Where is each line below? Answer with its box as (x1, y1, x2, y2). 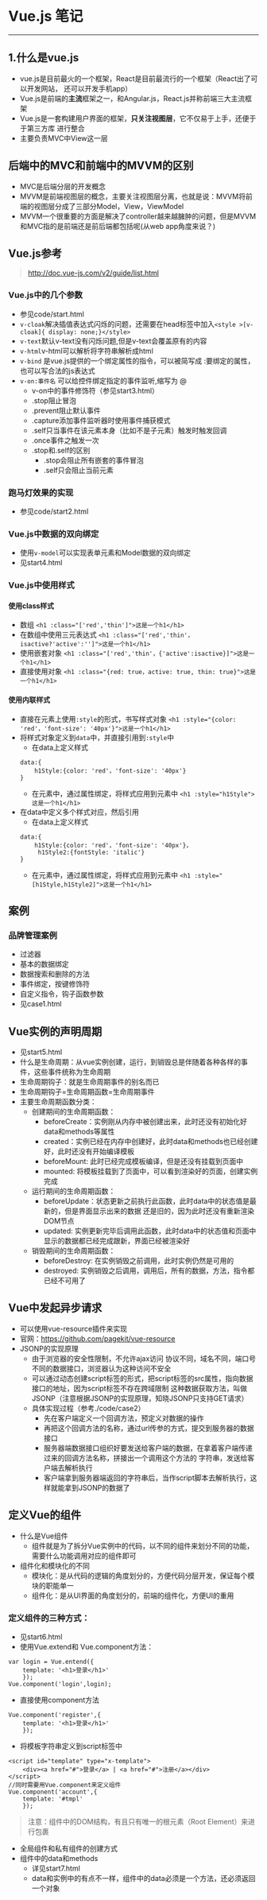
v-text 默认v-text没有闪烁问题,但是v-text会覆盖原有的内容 (19, 335, 207, 346)
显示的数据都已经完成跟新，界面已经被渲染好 (43, 1236, 191, 1246)
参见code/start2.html (19, 506, 89, 516)
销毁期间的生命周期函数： (31, 1246, 116, 1256)
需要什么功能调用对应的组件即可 (31, 1551, 137, 1561)
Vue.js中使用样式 (8, 580, 75, 591)
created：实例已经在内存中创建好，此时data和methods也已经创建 (43, 1137, 258, 1146)
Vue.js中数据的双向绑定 (8, 528, 99, 539)
